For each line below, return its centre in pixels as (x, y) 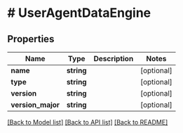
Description (114, 59)
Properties (31, 39)
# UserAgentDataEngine (79, 13)
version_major (35, 105)
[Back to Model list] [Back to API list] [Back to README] (88, 122)
